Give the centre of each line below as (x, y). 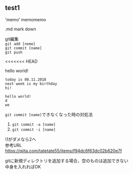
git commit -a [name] (34, 124)
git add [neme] (20, 44)
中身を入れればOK (23, 167)
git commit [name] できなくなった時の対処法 (49, 114)
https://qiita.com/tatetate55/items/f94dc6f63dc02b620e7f (64, 151)
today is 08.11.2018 (26, 79)
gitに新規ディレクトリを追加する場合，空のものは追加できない (67, 160)
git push (14, 52)
